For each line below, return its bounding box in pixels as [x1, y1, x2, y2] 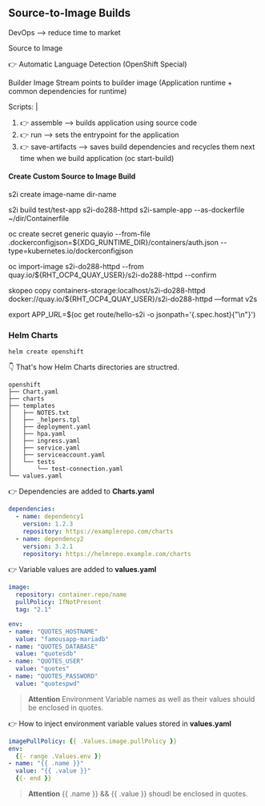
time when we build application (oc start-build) [19, 153, 175, 163]
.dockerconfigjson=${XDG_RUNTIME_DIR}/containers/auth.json [8, 238, 219, 248]
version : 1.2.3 [22, 520, 74, 528]
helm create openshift [8, 348, 84, 356]
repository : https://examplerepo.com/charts [22, 527, 174, 535]
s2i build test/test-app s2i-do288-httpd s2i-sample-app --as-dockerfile [8, 205, 245, 215]
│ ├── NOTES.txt [8, 409, 70, 417]
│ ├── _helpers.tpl [8, 416, 81, 424]
